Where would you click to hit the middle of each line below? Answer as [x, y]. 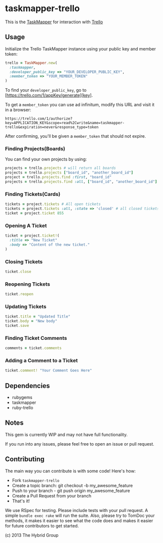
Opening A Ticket [26, 225]
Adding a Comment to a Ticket [41, 360]
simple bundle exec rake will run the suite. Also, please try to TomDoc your [80, 515]
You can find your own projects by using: [46, 159]
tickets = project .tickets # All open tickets [53, 204]
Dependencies [27, 386]
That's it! [21, 501]
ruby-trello [23, 408]
